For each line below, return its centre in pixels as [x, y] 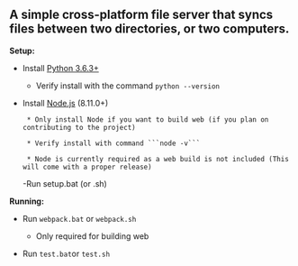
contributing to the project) [79, 127]
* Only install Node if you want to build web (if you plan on [148, 119]
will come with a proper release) [87, 167]
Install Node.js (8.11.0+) [65, 103]
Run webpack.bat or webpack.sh [79, 218]
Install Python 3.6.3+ [60, 68]
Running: [27, 201]
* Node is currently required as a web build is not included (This [158, 159]
